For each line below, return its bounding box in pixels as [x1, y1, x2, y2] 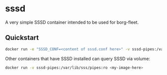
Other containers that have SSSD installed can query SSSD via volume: [5, 55, 151, 62]
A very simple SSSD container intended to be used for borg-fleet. [5, 19, 139, 25]
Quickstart [5, 34, 39, 42]
